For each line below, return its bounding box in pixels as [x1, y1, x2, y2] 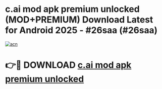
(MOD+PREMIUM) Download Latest [5, 14, 154, 25]
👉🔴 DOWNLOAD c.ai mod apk [5, 60, 132, 71]
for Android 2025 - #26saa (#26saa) [5, 25, 158, 36]
